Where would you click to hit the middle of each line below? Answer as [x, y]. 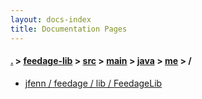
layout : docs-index [51, 19]
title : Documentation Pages [69, 29]
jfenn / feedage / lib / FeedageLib [93, 83]
